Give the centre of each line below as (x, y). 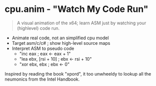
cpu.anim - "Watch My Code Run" (77, 9)
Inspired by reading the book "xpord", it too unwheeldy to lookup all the (78, 74)
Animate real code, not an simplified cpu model (60, 38)
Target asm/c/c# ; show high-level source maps (61, 43)
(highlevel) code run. (38, 28)
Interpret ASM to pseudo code (43, 48)
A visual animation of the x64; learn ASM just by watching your (81, 23)
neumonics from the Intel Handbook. (42, 79)
